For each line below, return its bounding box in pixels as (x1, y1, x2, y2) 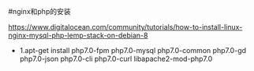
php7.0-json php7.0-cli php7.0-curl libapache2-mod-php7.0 (19, 54, 213, 63)
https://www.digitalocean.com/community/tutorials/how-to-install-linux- (8, 23, 243, 31)
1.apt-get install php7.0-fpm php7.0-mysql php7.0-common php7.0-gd (19, 46, 247, 55)
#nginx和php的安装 (8, 7, 71, 16)
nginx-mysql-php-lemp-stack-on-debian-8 (8, 30, 148, 40)
